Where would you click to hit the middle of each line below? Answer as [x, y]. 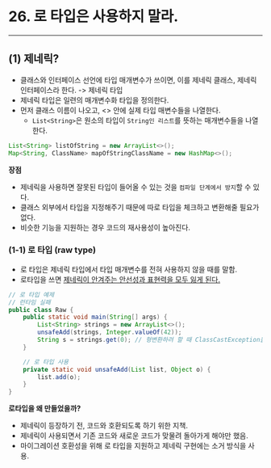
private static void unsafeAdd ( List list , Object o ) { [117, 369]
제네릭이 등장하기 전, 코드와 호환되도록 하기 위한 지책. [104, 426]
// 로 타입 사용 [46, 362]
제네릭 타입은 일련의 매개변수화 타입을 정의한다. [94, 100]
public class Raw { [41, 310]
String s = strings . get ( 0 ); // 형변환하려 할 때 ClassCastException [149, 340]
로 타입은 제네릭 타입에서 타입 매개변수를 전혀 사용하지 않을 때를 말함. [129, 269]
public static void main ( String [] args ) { [95, 317]
